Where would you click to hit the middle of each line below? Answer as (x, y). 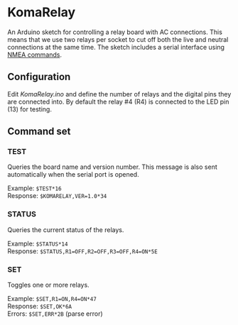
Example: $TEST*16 (34, 188)
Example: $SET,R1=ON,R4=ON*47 (52, 299)
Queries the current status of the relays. (66, 230)
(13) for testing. (29, 109)
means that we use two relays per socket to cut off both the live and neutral (118, 39)
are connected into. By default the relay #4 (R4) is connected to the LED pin (118, 101)
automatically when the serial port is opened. (74, 175)
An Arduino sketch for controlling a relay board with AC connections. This (115, 32)
